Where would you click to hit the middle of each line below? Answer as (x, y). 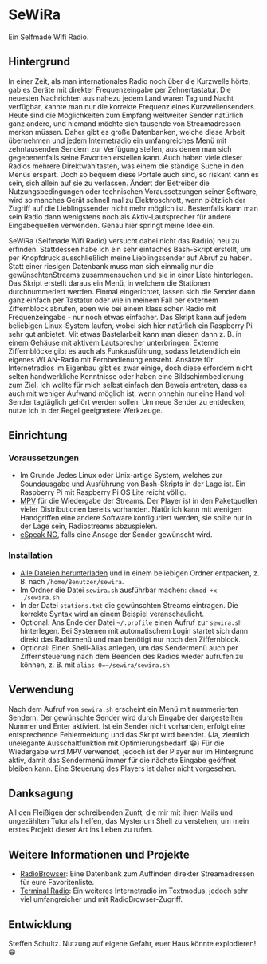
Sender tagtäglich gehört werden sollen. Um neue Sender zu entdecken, (127, 401)
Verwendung (41, 690)
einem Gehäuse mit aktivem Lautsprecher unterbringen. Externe (114, 342)
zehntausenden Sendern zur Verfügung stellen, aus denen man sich (120, 148)
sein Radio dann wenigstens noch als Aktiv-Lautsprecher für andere (120, 216)
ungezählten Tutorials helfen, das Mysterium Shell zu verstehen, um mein (129, 821)
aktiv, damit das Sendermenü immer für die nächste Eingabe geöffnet (122, 760)
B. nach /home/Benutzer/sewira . (72, 581)
